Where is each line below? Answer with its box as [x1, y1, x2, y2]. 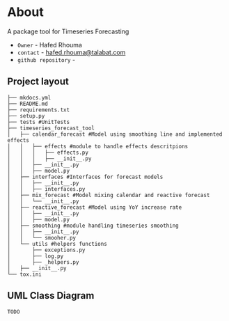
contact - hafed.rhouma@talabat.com [17, 48, 126, 56]
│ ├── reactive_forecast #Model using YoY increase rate [7, 203, 182, 211]
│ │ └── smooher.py [7, 234, 77, 241]
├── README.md [7, 100, 49, 107]
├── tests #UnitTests [7, 118, 70, 125]
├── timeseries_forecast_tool [7, 125, 95, 132]
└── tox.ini [7, 271, 42, 278]
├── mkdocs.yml [7, 94, 52, 101]
